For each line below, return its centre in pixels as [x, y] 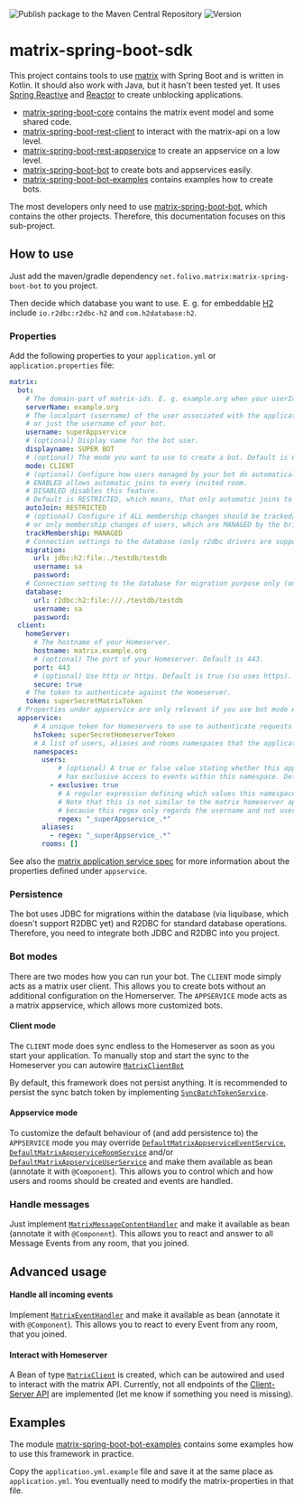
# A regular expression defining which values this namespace [177, 794]
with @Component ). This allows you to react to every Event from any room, [143, 1324]
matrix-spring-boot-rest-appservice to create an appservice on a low [151, 150]
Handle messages [50, 1204]
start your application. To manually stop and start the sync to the [129, 1055]
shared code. [47, 121]
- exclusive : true [84, 785]
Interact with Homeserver [59, 1355]
